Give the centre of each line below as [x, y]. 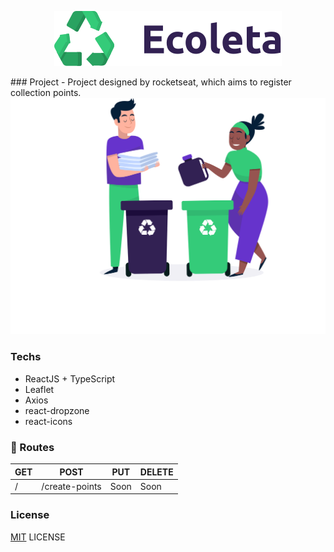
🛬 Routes [32, 447]
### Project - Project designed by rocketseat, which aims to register [151, 82]
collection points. [46, 92]
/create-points [71, 486]
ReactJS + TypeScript [70, 378]
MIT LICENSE [38, 537]
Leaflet [39, 389]
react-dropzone [57, 410]
